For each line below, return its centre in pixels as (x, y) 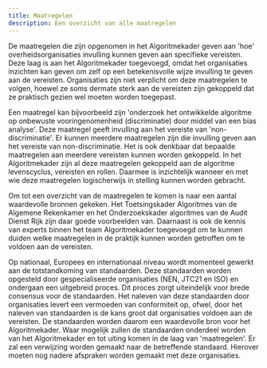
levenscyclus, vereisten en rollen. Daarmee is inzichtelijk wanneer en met (128, 172)
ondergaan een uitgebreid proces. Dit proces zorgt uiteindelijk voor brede (129, 287)
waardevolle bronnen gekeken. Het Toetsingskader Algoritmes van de (123, 204)
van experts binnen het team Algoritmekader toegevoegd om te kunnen (126, 229)
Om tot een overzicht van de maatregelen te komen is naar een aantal (122, 196)
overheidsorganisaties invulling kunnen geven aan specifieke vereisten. (126, 54)
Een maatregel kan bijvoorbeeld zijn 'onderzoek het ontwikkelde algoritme (130, 112)
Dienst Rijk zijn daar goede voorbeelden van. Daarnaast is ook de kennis (127, 221)
